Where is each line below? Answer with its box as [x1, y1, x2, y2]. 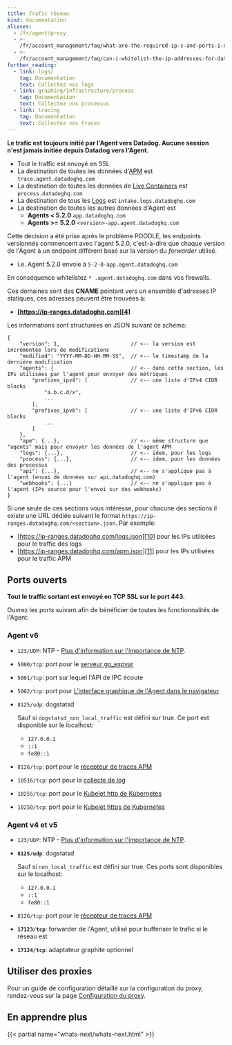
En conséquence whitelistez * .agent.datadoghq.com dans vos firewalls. [7, 273, 212, 281]
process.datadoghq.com [17, 190, 83, 197]
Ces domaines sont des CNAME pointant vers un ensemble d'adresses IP [7, 287, 217, 295]
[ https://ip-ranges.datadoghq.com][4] [17, 307, 131, 316]
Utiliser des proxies [7, 965, 93, 977]
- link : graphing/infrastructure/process [13, 87, 135, 94]
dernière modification [7, 358, 72, 366]
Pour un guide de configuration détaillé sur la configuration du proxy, [7, 984, 204, 992]
